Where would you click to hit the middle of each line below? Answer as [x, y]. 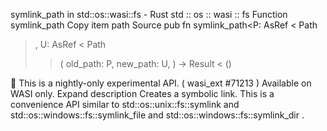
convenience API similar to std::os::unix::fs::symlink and [125, 104]
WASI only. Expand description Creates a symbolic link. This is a [142, 93]
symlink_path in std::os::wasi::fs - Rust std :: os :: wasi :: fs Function [149, 14]
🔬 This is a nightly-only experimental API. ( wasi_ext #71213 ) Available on [161, 83]
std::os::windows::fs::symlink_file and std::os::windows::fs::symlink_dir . [157, 115]
